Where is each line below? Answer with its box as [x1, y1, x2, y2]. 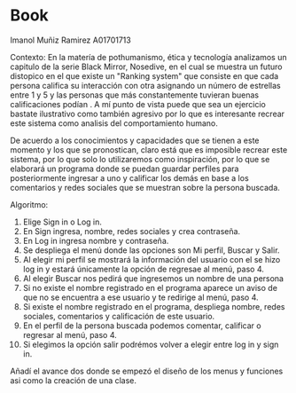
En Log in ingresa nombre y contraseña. [22, 235, 169, 246]
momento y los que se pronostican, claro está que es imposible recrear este [10, 144, 288, 155]
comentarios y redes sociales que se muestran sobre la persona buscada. [10, 182, 280, 193]
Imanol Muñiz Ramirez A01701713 [10, 35, 131, 45]
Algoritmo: [10, 199, 49, 209]
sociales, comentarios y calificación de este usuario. [22, 310, 215, 321]
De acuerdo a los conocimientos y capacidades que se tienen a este [10, 135, 260, 145]
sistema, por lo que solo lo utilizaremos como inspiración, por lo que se [10, 153, 270, 164]
